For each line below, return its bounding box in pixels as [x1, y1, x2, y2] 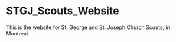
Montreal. [6, 30, 30, 37]
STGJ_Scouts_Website [6, 4, 119, 18]
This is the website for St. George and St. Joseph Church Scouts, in [6, 24, 170, 31]
